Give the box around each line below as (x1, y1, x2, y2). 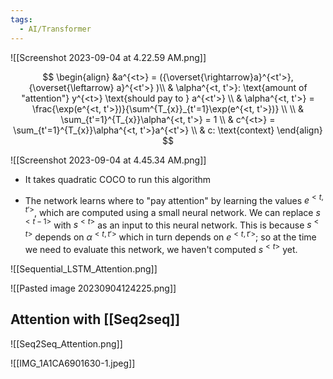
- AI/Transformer (19, 24, 92, 34)
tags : (10, 14, 33, 25)
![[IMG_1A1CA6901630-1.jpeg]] (10, 357, 136, 369)
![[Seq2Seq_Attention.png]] (10, 337, 123, 350)
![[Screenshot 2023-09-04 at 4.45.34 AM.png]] (10, 154, 207, 166)
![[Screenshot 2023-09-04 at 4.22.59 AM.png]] (10, 51, 207, 63)
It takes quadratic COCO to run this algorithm (24, 173, 212, 185)
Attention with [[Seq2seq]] (10, 311, 181, 328)
